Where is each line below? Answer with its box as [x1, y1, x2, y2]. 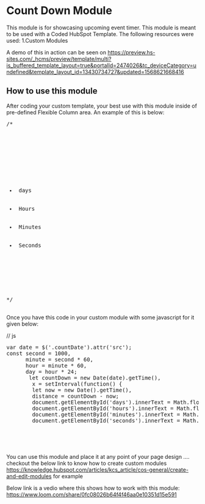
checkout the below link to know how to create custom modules [6, 459, 167, 467]
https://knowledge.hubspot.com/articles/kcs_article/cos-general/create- [6, 466, 189, 473]
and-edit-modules [6, 472, 52, 480]
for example [52, 472, 84, 480]
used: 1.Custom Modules [6, 37, 68, 44]
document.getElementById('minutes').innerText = [32, 411, 181, 418]
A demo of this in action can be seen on [6, 48, 107, 56]
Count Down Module [6, 4, 113, 18]
